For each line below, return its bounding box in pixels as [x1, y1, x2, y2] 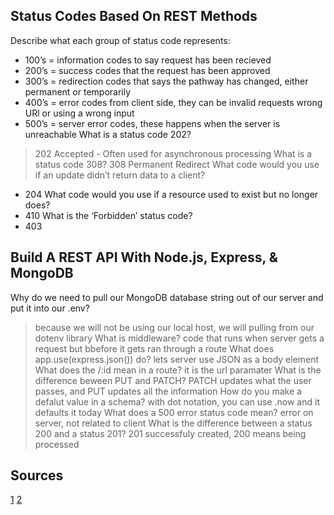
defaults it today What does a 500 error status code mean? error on [34, 406, 314, 418]
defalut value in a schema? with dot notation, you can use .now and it [34, 395, 320, 408]
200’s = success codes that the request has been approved [24, 64, 271, 76]
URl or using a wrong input [24, 107, 135, 119]
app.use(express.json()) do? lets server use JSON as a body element [34, 353, 320, 365]
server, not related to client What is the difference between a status [34, 417, 313, 429]
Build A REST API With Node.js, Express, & [10, 249, 278, 266]
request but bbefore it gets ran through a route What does [34, 342, 275, 354]
